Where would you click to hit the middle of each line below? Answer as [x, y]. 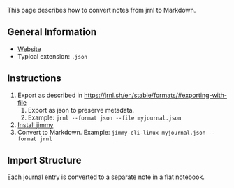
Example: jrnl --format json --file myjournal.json [104, 117]
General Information [52, 32]
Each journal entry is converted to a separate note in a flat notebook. [106, 177]
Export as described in [50, 95]
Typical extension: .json [52, 56]
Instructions [34, 79]
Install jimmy [35, 124]
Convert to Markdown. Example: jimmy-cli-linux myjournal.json [111, 132]
